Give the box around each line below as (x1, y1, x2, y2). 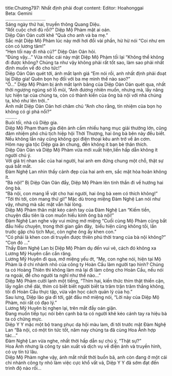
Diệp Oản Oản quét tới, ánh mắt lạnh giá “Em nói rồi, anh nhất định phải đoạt (5, 70, 167, 77)
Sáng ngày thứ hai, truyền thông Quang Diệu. (5, 21, 101, 27)
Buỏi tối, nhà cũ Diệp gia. (5, 120, 58, 125)
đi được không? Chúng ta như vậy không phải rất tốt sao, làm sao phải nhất (5, 60, 164, 65)
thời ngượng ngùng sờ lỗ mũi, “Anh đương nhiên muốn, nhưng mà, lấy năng (5, 87, 164, 92)
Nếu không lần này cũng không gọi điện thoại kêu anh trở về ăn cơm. (5, 136, 151, 142)
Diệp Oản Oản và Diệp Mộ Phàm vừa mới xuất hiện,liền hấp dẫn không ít (5, 147, 158, 153)
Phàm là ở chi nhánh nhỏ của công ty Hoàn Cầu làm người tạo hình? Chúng (5, 261, 164, 267)
